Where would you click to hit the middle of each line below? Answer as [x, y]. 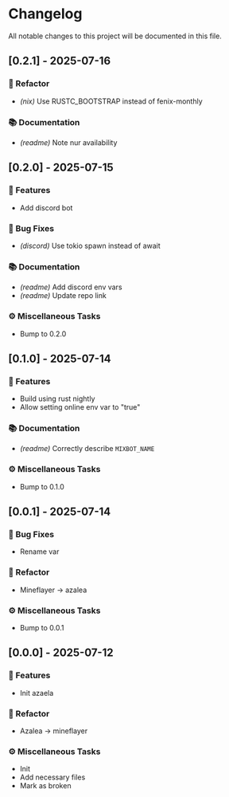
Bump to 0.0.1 [42, 628]
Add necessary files [52, 777]
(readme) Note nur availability [68, 142]
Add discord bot [46, 207]
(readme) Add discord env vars [71, 287]
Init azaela [37, 693]
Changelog [45, 14]
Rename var [39, 552]
